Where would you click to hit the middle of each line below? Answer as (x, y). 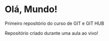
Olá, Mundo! (31, 9)
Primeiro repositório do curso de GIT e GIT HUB (55, 23)
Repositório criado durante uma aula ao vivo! (51, 33)
